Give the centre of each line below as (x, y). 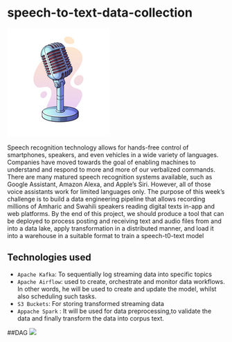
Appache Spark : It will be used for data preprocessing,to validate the (114, 311)
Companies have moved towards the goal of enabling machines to (101, 162)
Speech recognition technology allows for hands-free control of (98, 147)
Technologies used (49, 258)
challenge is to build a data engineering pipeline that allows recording (106, 199)
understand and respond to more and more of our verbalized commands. (111, 169)
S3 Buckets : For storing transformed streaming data (91, 303)
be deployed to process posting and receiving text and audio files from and (114, 221)
